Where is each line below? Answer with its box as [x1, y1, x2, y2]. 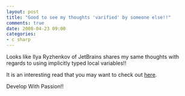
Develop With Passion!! [6, 83, 64, 90]
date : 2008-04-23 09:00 [6, 25, 66, 32]
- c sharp [6, 37, 31, 43]
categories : [6, 31, 36, 37]
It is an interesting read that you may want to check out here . [6, 71, 157, 78]
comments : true [6, 20, 45, 26]
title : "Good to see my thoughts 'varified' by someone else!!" [6, 14, 171, 20]
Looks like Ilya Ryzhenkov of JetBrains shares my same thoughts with [6, 53, 180, 60]
